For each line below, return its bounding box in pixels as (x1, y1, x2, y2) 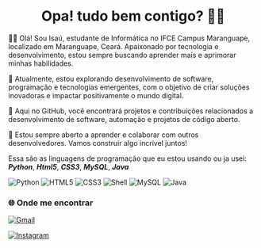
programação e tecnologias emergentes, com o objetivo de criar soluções (8, 82, 250, 92)
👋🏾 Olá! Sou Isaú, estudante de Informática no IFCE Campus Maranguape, (8, 33, 251, 43)
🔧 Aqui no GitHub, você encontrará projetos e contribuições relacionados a (8, 106, 254, 116)
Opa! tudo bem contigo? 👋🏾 (40, 7, 226, 25)
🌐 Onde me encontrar (8, 197, 94, 208)
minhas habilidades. (8, 59, 74, 68)
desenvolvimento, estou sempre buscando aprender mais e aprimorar (8, 50, 236, 59)
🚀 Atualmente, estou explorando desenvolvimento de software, (8, 74, 214, 83)
